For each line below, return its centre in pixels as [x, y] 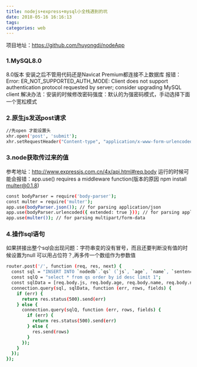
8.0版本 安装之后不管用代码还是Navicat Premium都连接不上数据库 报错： [94, 74]
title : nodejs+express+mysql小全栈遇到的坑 [57, 11]
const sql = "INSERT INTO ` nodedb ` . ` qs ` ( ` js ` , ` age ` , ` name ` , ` [93, 272]
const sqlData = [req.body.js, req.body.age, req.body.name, [88, 283]
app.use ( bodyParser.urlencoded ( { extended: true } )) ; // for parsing [93, 213]
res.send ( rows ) [50, 332]
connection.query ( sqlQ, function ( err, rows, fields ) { [91, 310]
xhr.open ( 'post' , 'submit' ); [42, 136]
